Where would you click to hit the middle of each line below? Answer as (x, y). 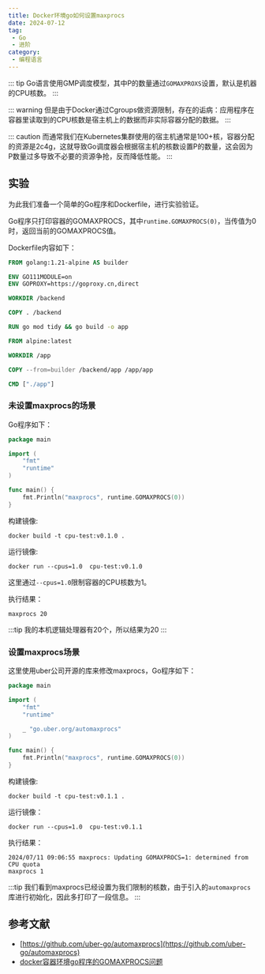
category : (24, 52)
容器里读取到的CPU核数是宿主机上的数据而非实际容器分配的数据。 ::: (119, 119)
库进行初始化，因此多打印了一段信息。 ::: (75, 897)
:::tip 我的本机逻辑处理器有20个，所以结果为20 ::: (88, 629)
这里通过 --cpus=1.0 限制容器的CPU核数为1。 (80, 582)
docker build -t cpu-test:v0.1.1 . (67, 796)
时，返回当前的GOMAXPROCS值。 (64, 231)
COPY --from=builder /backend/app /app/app (81, 370)
